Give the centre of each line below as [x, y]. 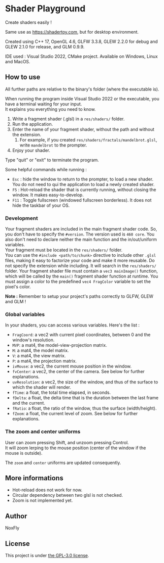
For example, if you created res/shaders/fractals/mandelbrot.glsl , [88, 140]
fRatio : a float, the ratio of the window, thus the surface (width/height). [84, 408]
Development [22, 218]
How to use [23, 77]
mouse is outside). [24, 453]
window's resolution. [33, 340]
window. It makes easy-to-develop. [48, 195]
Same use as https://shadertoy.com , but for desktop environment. [72, 32]
